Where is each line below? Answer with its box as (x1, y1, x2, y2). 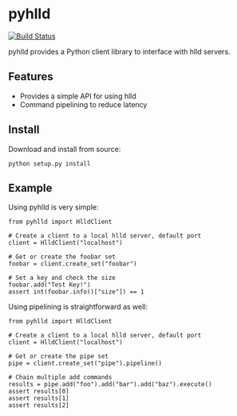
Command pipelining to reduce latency (19, 99, 148, 109)
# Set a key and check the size (8, 274, 116, 282)
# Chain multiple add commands (8, 374, 113, 382)
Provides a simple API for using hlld (19, 91, 137, 101)
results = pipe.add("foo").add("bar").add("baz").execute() (8, 381, 213, 389)
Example (8, 181, 53, 194)
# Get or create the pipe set (8, 353, 109, 361)
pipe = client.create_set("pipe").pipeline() (8, 359, 162, 368)
